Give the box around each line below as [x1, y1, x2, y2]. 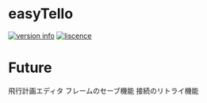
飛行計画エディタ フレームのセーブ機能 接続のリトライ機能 [8, 86, 199, 95]
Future [8, 59, 53, 77]
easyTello [8, 5, 74, 23]
